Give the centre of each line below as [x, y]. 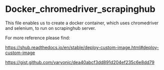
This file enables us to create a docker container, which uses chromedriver [82, 23]
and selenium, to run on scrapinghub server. [51, 28]
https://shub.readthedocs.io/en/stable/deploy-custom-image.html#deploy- [82, 47]
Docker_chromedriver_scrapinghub [80, 9]
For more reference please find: [38, 38]
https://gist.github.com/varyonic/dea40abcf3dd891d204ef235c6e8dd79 [80, 62]
